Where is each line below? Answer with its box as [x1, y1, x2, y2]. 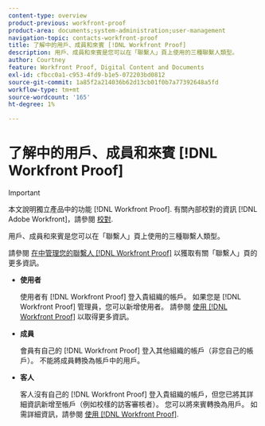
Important [8, 188, 41, 197]
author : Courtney [8, 57, 66, 64]
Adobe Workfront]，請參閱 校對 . [8, 214, 114, 224]
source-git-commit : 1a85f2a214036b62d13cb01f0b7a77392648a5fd [8, 78, 219, 86]
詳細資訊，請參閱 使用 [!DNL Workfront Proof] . [26, 409, 179, 419]
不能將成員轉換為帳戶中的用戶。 [39, 356, 145, 365]
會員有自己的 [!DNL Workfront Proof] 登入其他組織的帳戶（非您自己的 [19, 346, 247, 355]
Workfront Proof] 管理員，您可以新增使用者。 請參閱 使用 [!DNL [19, 302, 228, 311]
